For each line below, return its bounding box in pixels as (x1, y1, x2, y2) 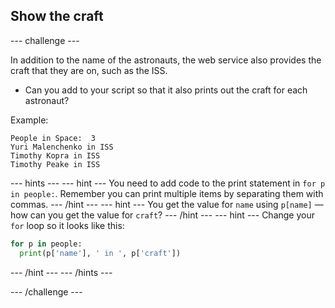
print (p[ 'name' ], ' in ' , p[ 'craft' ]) (19, 248, 182, 258)
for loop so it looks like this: (10, 219, 125, 231)
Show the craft (10, 8, 104, 25)
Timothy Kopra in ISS (10, 150, 101, 161)
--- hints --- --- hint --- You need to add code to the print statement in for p (10, 177, 326, 189)
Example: (10, 114, 49, 126)
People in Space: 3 (10, 133, 97, 143)
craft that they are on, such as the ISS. (10, 64, 168, 76)
